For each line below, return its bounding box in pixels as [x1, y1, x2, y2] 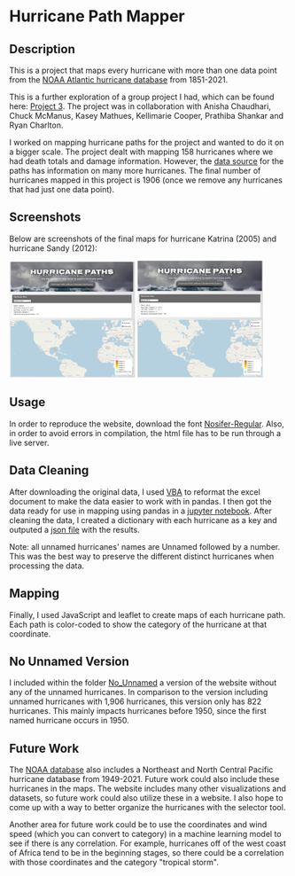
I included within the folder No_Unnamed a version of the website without [9, 677, 277, 688]
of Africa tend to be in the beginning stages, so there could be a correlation [9, 848, 284, 858]
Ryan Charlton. [9, 120, 64, 130]
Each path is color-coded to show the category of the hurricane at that [9, 619, 268, 630]
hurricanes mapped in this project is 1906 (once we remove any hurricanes [9, 175, 283, 185]
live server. [9, 437, 50, 448]
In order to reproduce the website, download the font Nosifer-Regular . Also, [9, 418, 285, 429]
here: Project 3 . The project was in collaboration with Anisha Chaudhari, [9, 101, 272, 112]
